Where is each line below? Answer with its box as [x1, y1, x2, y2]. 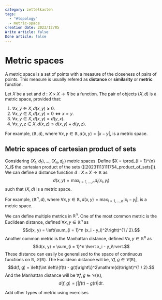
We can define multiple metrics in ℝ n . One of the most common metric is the [5, 212, 157, 219]
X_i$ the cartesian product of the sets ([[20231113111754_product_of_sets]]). [5, 164, 157, 170]
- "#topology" [9, 16, 38, 21]
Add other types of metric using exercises [5, 289, 88, 295]
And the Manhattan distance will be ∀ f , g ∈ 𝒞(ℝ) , [5, 272, 103, 278]
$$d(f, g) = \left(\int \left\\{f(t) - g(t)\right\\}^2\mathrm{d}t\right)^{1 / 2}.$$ [8, 264, 155, 270]
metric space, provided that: [5, 96, 61, 102]
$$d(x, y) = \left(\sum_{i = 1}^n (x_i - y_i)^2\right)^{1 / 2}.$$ [22, 227, 140, 233]
